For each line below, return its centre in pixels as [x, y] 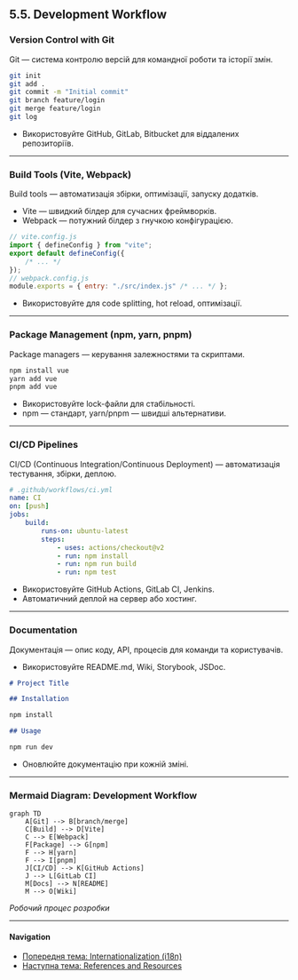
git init [25, 76]
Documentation [43, 630]
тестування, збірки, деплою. [63, 474]
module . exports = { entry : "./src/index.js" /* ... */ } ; [118, 287]
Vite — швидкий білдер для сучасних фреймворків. [119, 211]
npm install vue [39, 370]
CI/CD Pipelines [43, 445]
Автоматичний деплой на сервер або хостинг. [110, 599]
